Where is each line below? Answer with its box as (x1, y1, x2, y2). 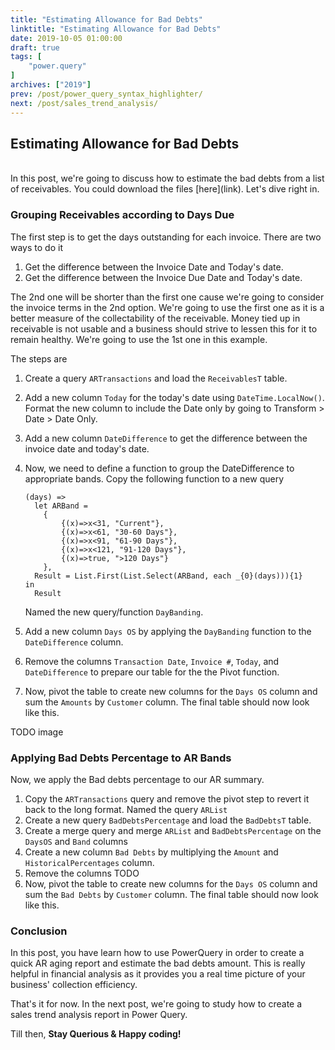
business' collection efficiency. (10, 979, 138, 991)
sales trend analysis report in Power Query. (10, 1009, 188, 1021)
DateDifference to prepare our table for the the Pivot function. (24, 666, 280, 678)
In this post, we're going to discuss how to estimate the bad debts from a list (10, 172, 325, 185)
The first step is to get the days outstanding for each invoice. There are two (10, 231, 322, 243)
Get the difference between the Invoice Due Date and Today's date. (24, 271, 303, 283)
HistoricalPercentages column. (24, 856, 155, 868)
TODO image (10, 726, 64, 738)
